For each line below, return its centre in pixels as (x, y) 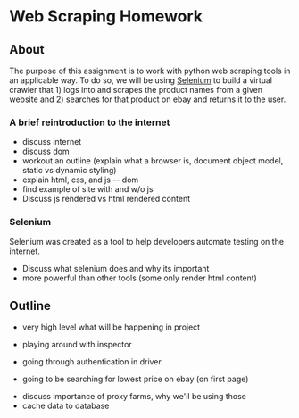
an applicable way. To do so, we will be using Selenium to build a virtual (141, 80)
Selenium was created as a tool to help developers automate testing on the (146, 241)
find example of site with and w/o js (87, 189)
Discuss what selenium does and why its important (116, 268)
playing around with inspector (77, 345)
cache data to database (66, 406)
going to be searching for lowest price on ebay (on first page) (135, 379)
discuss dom (46, 151)
